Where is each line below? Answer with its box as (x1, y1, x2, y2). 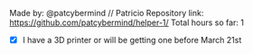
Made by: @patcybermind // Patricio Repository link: (9, 8, 204, 18)
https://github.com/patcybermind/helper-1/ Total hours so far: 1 (9, 17, 245, 28)
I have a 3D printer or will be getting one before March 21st (22, 35, 242, 45)
